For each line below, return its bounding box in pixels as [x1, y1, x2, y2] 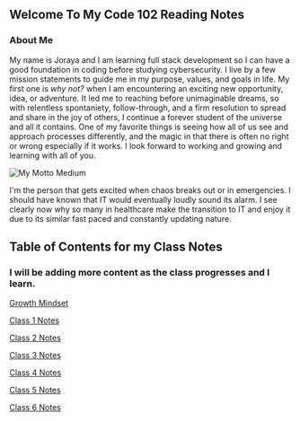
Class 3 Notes [9, 350, 61, 361]
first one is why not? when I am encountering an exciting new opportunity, [9, 83, 284, 93]
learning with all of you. [9, 150, 96, 161]
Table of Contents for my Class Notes [9, 240, 223, 255]
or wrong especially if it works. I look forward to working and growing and [9, 140, 283, 151]
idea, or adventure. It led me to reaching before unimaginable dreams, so [9, 92, 280, 103]
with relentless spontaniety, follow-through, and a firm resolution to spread [9, 102, 287, 113]
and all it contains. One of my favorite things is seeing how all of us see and [9, 121, 289, 132]
